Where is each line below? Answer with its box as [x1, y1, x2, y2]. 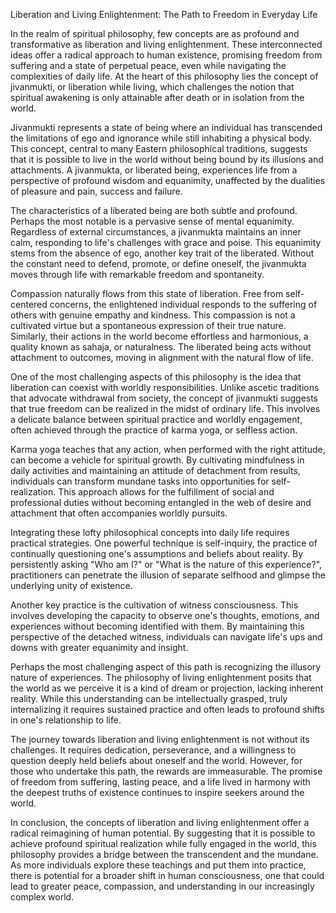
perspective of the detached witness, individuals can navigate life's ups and [10, 631, 323, 643]
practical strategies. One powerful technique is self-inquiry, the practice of [10, 537, 318, 549]
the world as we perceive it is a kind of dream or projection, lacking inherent [10, 682, 324, 694]
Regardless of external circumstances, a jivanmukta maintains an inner [10, 226, 302, 238]
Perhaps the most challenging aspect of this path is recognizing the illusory [10, 661, 322, 673]
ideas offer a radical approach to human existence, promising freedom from [10, 49, 323, 61]
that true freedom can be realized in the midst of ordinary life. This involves [10, 403, 321, 414]
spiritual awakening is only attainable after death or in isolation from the [10, 92, 305, 103]
